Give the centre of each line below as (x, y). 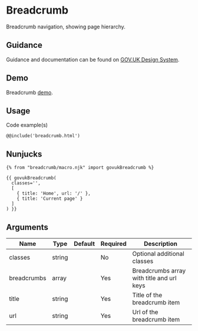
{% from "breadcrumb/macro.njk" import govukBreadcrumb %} (80, 168)
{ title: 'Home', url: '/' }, (54, 194)
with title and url (154, 278)
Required (113, 244)
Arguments (27, 227)
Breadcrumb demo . (29, 92)
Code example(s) (27, 125)
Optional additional (158, 254)
